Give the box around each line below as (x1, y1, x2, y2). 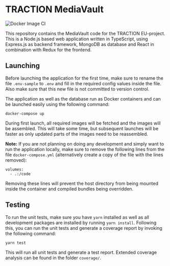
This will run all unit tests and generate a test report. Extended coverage (5, 249, 157, 255)
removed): (5, 157, 27, 163)
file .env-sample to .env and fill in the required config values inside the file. (5, 80, 162, 86)
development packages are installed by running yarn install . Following (5, 220, 157, 226)
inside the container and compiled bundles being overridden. (5, 185, 134, 192)
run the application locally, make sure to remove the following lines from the (5, 146, 165, 152)
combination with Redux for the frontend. (5, 46, 92, 53)
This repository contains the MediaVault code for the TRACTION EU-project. (5, 30, 165, 36)
